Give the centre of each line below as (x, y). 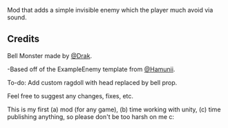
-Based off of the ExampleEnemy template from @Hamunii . (91, 69)
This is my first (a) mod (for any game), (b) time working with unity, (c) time (114, 109)
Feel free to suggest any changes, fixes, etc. (70, 95)
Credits (23, 39)
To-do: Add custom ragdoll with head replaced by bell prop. (92, 82)
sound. (17, 17)
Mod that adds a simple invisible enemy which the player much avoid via (110, 10)
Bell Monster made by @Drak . (49, 55)
